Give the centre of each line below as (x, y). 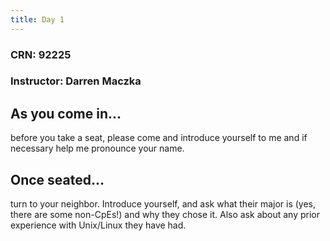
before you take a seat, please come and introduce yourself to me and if (159, 138)
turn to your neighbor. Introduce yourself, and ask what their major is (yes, (163, 204)
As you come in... (66, 113)
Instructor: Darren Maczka (76, 81)
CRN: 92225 (41, 54)
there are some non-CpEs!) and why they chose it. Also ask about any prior (165, 215)
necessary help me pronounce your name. (97, 148)
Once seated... (57, 179)
